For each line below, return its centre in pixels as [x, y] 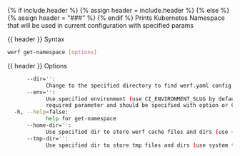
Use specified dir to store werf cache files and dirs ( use [137, 132]
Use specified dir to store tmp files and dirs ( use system [137, 145]
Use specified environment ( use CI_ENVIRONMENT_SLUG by [130, 99]
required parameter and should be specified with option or [137, 105]
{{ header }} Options [37, 66]
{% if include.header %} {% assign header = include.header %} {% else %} [119, 10]
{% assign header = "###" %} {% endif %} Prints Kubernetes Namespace [116, 18]
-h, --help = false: [41, 112]
